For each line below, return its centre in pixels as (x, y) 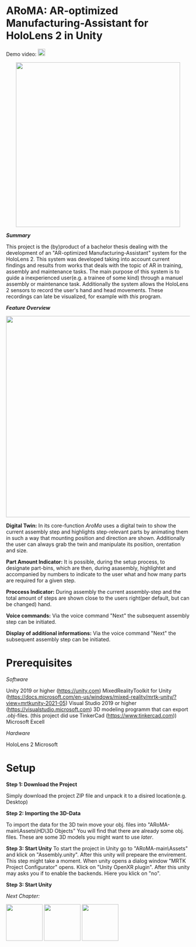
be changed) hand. (29, 604)
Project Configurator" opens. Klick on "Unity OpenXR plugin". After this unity (98, 867)
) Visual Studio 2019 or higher (101, 703)
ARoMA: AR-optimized (62, 11)
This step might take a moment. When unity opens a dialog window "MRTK (96, 861)
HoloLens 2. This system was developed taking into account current (88, 259)
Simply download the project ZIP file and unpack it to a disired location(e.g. (96, 795)
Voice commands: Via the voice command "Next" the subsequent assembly (98, 616)
